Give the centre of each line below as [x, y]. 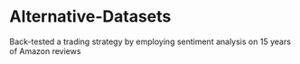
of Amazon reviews [45, 50]
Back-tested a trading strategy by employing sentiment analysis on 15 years [150, 41]
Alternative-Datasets [90, 17]
